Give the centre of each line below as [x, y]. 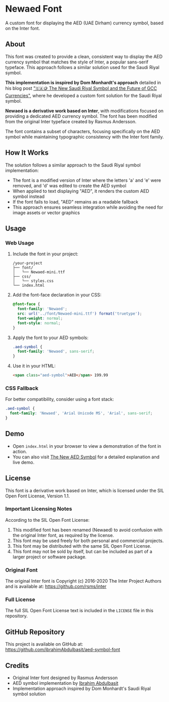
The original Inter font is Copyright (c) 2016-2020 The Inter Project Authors [83, 581]
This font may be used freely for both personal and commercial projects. [88, 541]
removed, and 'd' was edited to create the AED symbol [69, 185]
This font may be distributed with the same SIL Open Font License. [82, 546]
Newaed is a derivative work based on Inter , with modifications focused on [84, 111]
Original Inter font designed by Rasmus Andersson [65, 678]
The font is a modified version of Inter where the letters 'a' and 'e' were [87, 180]
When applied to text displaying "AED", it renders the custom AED [81, 191]
